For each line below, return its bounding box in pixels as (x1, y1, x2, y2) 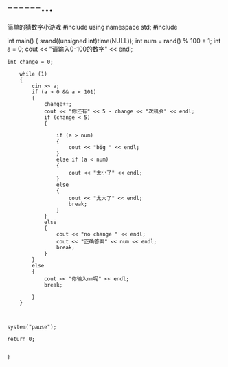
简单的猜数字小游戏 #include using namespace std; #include (7, 23, 178, 31)
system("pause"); (7, 323, 57, 331)
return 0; (7, 335, 36, 342)
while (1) (19, 70, 48, 78)
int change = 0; (7, 58, 54, 65)
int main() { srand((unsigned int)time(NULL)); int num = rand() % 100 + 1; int (7, 36, 221, 45)
